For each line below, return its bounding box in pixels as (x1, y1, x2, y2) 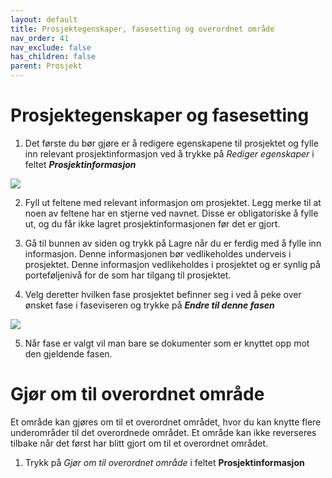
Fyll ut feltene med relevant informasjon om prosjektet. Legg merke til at (24, 196, 322, 208)
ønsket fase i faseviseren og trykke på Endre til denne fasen (24, 299, 275, 311)
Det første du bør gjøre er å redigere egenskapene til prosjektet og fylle (24, 137, 319, 149)
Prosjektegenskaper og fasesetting (10, 104, 310, 127)
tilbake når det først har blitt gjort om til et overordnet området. (10, 437, 269, 449)
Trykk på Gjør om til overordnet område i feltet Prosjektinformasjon (24, 456, 305, 468)
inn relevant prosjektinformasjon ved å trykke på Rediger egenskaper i (24, 147, 315, 160)
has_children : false (10, 52, 97, 62)
